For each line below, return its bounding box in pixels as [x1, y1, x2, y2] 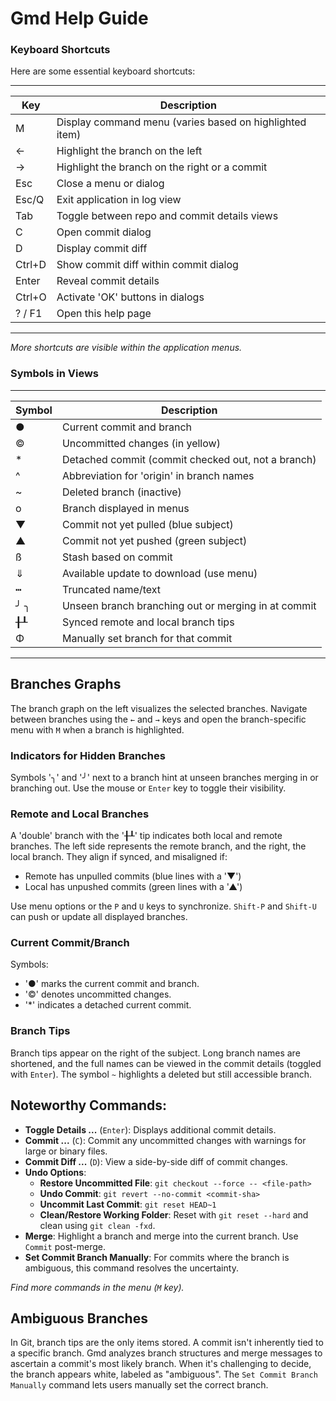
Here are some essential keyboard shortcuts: [10, 65, 196, 77]
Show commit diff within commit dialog [56, 258, 239, 272]
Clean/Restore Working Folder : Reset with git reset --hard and [39, 1208, 309, 1221]
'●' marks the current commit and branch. [24, 978, 200, 990]
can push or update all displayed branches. [10, 911, 188, 923]
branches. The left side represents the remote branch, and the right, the [10, 840, 307, 852]
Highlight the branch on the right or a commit [56, 160, 268, 174]
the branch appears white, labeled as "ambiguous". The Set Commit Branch [10, 1368, 318, 1381]
